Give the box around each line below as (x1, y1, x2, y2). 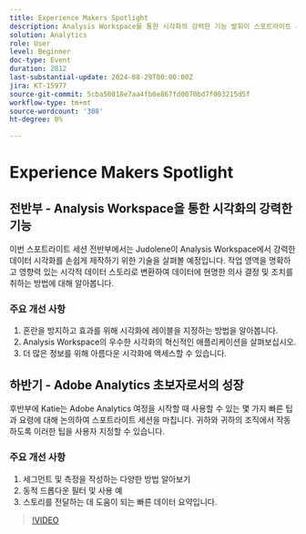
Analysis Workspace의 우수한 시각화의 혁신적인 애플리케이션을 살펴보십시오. (22, 336, 297, 347)
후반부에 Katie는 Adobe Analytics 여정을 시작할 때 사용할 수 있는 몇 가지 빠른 (9, 403, 284, 415)
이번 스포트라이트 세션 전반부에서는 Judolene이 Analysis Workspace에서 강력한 (9, 243, 296, 255)
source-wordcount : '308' (9, 107, 104, 116)
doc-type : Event (9, 56, 71, 65)
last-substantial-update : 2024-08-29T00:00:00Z (9, 73, 194, 82)
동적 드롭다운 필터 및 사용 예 (22, 485, 123, 496)
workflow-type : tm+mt (9, 98, 92, 108)
